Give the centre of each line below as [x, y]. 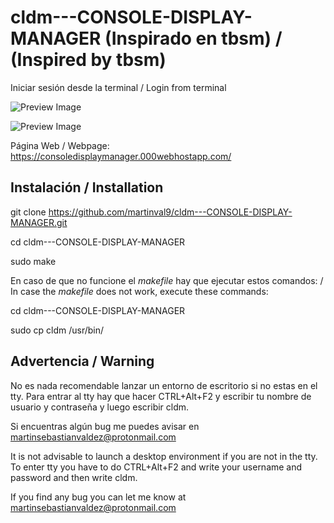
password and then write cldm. [74, 477]
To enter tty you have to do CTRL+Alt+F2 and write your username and [156, 467]
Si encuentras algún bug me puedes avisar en [105, 426]
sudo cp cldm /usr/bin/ [57, 330]
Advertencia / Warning [82, 361]
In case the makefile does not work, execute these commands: [139, 291]
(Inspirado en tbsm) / [193, 38]
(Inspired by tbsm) [88, 60]
